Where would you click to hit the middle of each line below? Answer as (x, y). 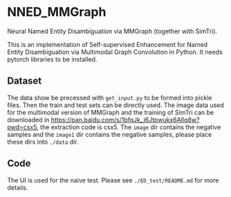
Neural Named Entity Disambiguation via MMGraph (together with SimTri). (112, 31)
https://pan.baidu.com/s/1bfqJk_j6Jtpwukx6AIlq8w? (125, 120)
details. (18, 187)
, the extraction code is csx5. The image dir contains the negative (129, 127)
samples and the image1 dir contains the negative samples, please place (110, 134)
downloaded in (28, 120)
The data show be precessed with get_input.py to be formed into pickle (110, 97)
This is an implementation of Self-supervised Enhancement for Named (108, 44)
